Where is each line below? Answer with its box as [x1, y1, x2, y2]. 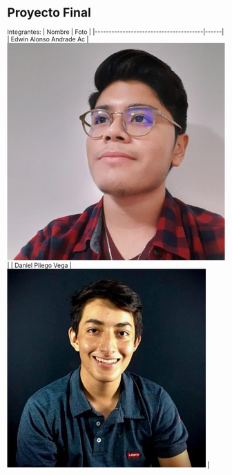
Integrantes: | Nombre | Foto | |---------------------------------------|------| [7, 28, 224, 36]
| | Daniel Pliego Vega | [7, 261, 72, 269]
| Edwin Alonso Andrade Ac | [7, 35, 89, 43]
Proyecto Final [7, 5, 92, 21]
